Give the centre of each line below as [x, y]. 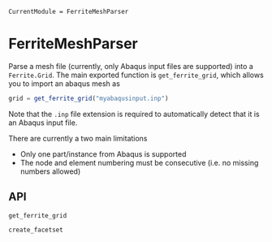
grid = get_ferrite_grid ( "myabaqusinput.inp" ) [89, 98]
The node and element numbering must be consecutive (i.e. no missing [139, 162]
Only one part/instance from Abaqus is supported [103, 153]
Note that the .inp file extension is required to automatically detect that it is [134, 114]
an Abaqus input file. [43, 123]
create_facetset [36, 230]
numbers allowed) [50, 171]
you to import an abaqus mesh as [64, 83]
